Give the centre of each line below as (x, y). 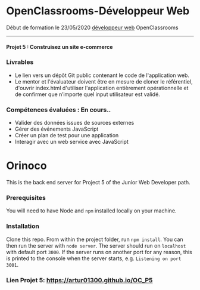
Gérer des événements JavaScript (57, 129)
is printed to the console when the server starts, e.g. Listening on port (94, 258)
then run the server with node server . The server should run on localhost (96, 245)
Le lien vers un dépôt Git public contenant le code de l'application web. (102, 75)
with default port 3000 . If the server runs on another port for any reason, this (99, 252)
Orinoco (26, 166)
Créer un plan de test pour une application (67, 135)
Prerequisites (26, 198)
